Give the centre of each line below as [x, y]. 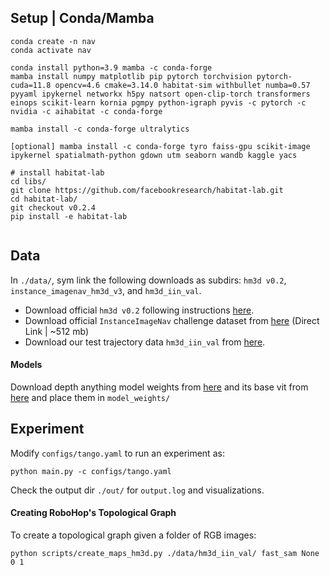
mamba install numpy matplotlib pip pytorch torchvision [131, 76]
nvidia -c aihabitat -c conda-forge [86, 111]
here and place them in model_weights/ [90, 397]
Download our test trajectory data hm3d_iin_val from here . [145, 342]
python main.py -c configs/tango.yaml [91, 471]
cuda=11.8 [31, 85]
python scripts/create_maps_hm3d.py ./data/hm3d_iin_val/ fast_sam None [165, 553]
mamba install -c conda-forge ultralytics [100, 129]
